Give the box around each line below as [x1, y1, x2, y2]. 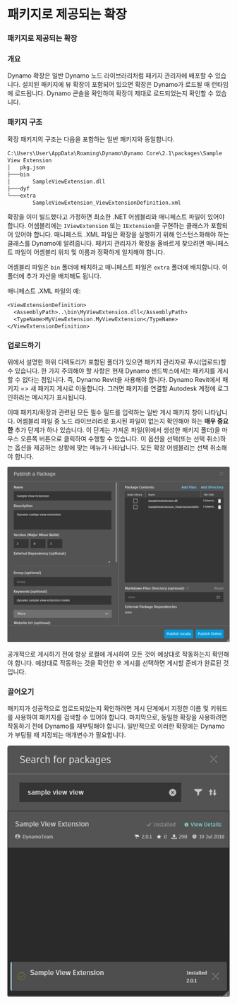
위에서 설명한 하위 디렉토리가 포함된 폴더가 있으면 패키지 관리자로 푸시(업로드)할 [7, 358, 227, 366]
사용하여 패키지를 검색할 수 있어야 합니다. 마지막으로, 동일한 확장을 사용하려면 [14, 713, 228, 722]
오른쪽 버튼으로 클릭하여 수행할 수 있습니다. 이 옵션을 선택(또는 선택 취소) [20, 435, 221, 443]
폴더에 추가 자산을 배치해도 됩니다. [7, 271, 102, 280]
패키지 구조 [7, 117, 43, 127]
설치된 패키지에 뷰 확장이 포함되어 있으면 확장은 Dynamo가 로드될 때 [22, 80, 210, 89]
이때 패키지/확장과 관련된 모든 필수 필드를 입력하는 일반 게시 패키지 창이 [7, 408, 203, 417]
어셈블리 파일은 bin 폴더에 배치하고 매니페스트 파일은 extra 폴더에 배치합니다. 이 [7, 263, 228, 271]
